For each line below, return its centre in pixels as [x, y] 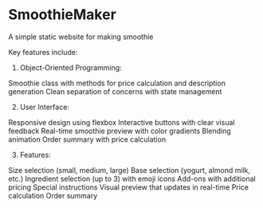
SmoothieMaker [63, 15]
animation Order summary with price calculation [87, 139]
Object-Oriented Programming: [71, 67]
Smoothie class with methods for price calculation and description [117, 83]
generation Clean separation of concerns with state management [115, 91]
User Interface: [45, 107]
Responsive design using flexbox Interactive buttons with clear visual [122, 122]
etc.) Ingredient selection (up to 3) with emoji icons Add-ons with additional [132, 179]
